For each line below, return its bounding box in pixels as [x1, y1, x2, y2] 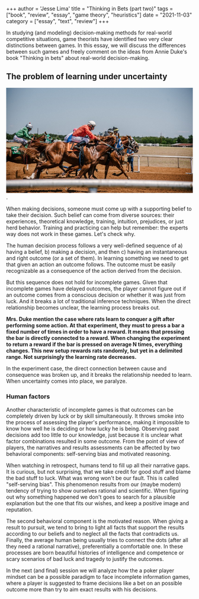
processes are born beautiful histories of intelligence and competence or [6, 549, 184, 556]
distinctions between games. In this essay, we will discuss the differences [6, 42, 187, 49]
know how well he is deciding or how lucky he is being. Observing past [6, 425, 179, 432]
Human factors [6, 392, 50, 401]
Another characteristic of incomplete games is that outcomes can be [6, 406, 174, 413]
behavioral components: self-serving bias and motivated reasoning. [6, 450, 171, 457]
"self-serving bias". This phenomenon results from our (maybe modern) [6, 481, 182, 488]
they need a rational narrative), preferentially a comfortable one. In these [6, 543, 184, 550]
